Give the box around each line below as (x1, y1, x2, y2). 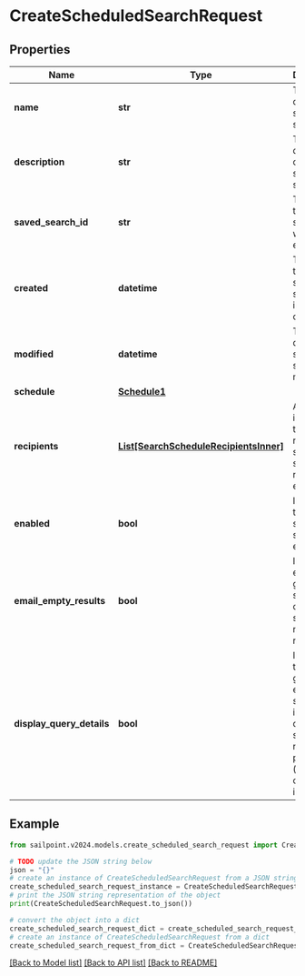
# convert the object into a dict (9, 915, 141, 924)
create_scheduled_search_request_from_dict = (9, 941, 184, 951)
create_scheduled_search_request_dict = (9, 924, 165, 933)
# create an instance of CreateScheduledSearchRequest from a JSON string (9, 874, 299, 883)
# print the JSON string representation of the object (9, 890, 221, 901)
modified (14, 347, 54, 360)
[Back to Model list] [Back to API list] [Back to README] (9, 957, 218, 969)
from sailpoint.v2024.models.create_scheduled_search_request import (9, 840, 279, 850)
